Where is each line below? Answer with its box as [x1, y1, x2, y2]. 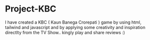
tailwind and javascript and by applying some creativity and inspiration [5, 24, 146, 30]
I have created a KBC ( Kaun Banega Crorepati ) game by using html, [5, 19, 142, 25]
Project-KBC [5, 3, 57, 14]
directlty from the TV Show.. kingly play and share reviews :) [5, 29, 125, 35]
